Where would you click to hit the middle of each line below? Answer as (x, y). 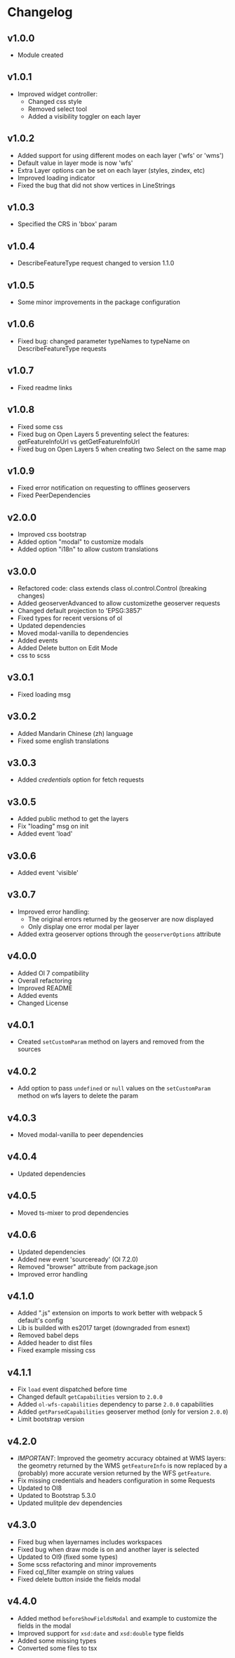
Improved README (45, 988)
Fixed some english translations (63, 741)
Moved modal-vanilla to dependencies (73, 633)
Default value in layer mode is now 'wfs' (75, 163)
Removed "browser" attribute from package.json (87, 1266)
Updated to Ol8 (39, 1488)
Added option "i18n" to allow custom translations (88, 549)
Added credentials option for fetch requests (81, 779)
